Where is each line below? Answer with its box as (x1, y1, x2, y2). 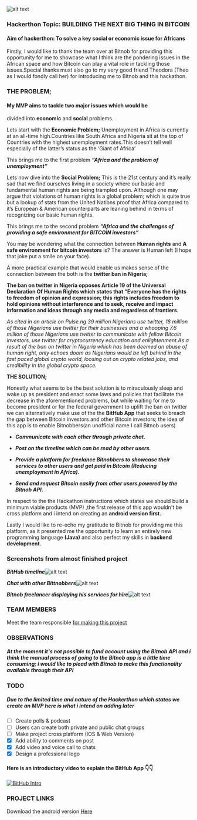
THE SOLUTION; (6, 373, 47, 380)
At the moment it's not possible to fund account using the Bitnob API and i (6, 648, 191, 655)
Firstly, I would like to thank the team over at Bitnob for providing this (6, 48, 172, 55)
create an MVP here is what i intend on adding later (6, 702, 134, 710)
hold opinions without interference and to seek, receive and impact (6, 301, 174, 308)
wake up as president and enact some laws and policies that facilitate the (6, 391, 184, 398)
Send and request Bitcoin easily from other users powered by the (15, 480, 178, 487)
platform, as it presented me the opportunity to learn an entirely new (6, 528, 172, 535)
